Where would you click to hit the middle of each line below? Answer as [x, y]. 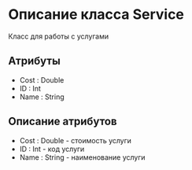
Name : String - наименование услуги [82, 157]
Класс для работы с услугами [59, 36]
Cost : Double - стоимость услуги [76, 140]
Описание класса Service [96, 15]
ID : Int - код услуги [52, 149]
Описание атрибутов [63, 122]
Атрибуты [34, 61]
